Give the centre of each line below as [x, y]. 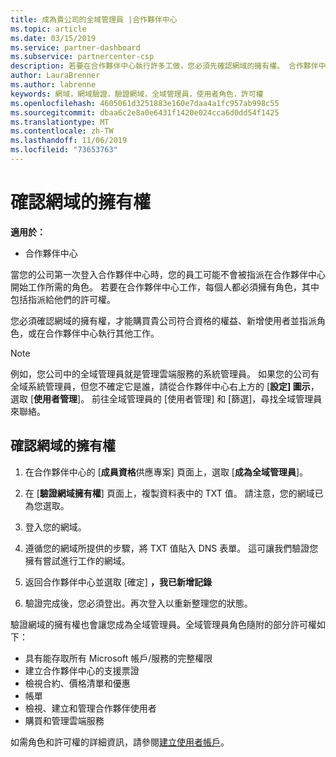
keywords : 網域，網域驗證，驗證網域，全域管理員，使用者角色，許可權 [137, 94]
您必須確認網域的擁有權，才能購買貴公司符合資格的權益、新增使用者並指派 [163, 320]
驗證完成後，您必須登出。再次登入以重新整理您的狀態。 [138, 603]
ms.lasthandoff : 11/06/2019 [69, 141]
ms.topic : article [48, 29]
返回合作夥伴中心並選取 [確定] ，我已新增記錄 [118, 582]
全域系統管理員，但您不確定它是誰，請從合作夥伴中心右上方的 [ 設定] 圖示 [160, 386]
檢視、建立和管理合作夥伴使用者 [90, 708]
